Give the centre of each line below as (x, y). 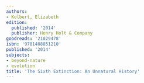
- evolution (20, 66)
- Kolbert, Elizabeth (32, 17)
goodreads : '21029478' (34, 39)
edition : (17, 22)
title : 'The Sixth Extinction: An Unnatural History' (73, 71)
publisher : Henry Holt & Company (52, 33)
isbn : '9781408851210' (34, 44)
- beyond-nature (26, 60)
